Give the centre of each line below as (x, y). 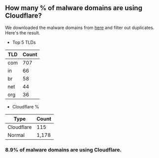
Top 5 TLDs (24, 42)
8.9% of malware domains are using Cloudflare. (64, 150)
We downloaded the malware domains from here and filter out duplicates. (80, 27)
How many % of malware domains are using (74, 8)
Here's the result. (23, 33)
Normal (16, 135)
